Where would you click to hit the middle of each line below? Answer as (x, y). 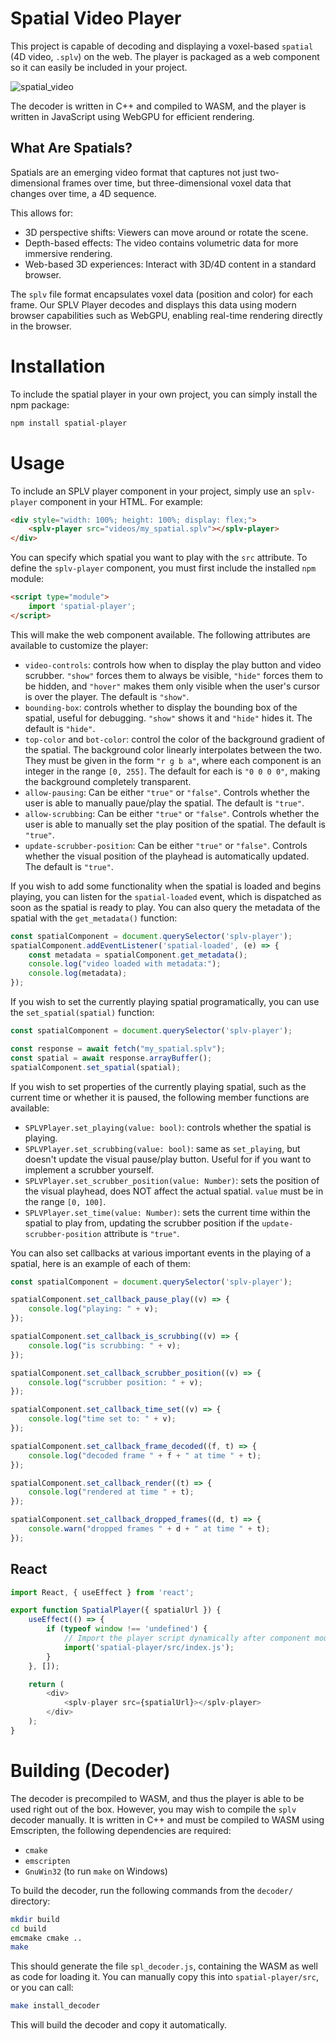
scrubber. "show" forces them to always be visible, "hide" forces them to (174, 675)
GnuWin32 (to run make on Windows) (96, 1871)
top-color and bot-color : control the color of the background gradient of (175, 739)
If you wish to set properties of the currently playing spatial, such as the (158, 1086)
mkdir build (35, 1919)
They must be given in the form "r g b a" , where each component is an (173, 760)
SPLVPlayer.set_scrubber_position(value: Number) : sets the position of (172, 1180)
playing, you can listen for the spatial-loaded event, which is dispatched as (166, 896)
